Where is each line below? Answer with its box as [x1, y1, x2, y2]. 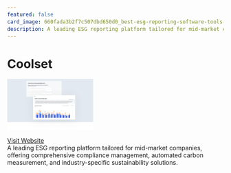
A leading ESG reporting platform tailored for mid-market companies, [7, 143, 203, 152]
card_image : [7, 18, 41, 25]
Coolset [7, 56, 53, 71]
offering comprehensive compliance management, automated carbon [7, 151, 204, 159]
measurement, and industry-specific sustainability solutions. [7, 158, 178, 166]
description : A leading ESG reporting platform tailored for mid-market [7, 25, 220, 32]
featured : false [7, 11, 54, 18]
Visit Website [7, 136, 45, 144]
